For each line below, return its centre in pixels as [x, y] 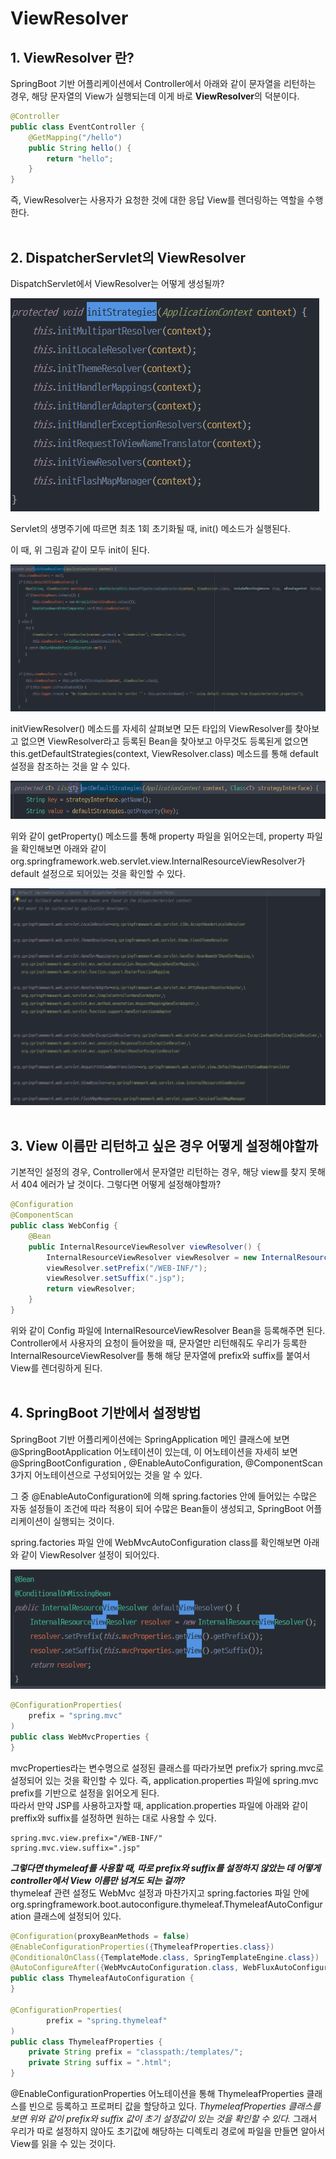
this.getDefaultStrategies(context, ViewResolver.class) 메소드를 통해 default [164, 753]
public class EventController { [77, 127]
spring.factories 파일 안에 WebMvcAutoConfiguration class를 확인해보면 [156, 1542]
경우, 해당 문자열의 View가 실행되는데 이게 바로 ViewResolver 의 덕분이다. [155, 96]
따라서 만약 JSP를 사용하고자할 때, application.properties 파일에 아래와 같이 [159, 1805]
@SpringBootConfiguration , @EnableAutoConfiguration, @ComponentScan [166, 1463]
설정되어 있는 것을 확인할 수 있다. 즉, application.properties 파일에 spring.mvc [164, 1780]
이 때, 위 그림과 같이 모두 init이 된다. [80, 549]
